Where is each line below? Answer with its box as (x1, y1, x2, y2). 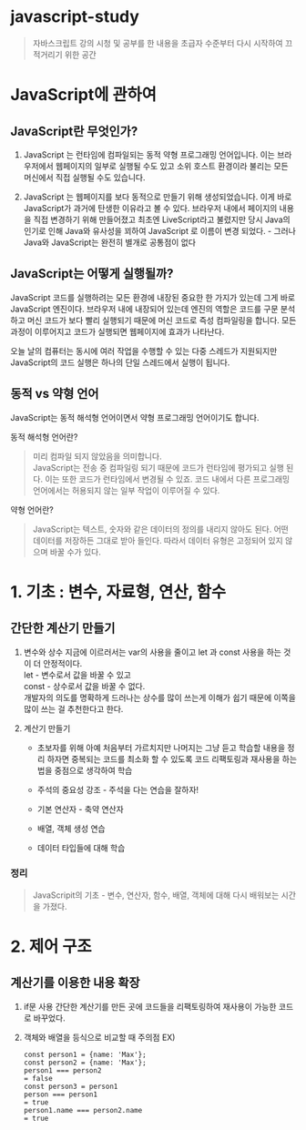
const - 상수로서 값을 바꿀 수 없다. (23, 680, 146, 691)
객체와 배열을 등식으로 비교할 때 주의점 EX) (23, 1032, 176, 1043)
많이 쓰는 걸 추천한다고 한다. (23, 703, 124, 714)
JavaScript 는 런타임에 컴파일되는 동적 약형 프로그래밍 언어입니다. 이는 (23, 148, 276, 160)
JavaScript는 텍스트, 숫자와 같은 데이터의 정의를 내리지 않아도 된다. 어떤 (32, 524, 290, 534)
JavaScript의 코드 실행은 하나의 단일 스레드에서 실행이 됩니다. (10, 357, 230, 368)
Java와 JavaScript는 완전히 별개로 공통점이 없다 (23, 237, 197, 248)
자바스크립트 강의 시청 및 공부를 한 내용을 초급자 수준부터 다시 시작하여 (32, 37, 283, 48)
